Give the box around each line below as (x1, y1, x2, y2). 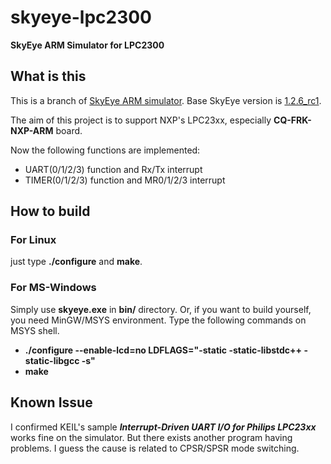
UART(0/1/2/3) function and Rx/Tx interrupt (24, 163, 203, 175)
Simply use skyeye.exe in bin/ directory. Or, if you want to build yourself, (10, 303, 312, 315)
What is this (10, 68, 87, 85)
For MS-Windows (10, 281, 97, 295)
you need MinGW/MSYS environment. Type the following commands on (10, 314, 307, 326)
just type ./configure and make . (10, 256, 143, 268)
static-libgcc (24, 354, 80, 366)
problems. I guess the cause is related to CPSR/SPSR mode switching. (10, 442, 300, 454)
